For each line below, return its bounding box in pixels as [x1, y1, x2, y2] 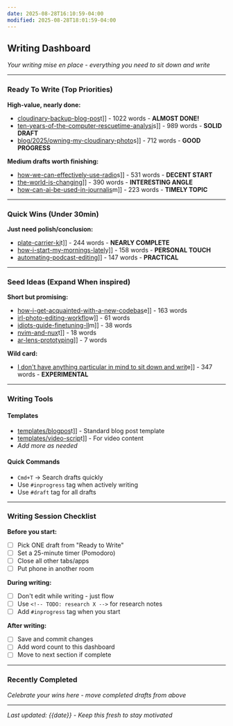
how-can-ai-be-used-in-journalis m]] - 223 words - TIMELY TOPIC [17, 185, 208, 193]
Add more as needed [17, 442, 78, 450]
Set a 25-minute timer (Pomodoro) [17, 549, 116, 557]
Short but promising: [7, 293, 69, 301]
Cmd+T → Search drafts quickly [17, 473, 103, 481]
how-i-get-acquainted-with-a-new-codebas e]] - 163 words [17, 307, 187, 315]
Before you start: [7, 527, 58, 535]
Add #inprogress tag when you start [17, 608, 121, 616]
